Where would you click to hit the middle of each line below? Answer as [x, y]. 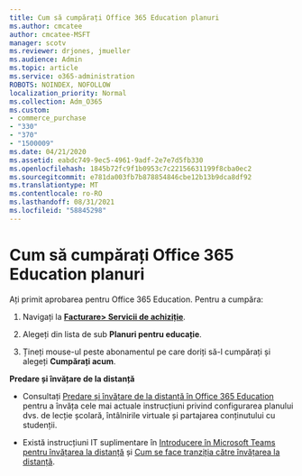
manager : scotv [38, 43]
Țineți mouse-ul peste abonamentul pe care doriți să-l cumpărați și [146, 352]
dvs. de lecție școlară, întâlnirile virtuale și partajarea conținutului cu [149, 415]
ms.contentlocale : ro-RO [56, 194]
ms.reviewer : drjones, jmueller [70, 51]
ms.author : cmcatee [46, 26]
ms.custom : [30, 110]
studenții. [40, 425]
